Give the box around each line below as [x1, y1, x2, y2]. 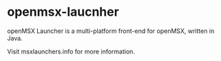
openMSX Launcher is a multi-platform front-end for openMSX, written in [7, 27, 215, 35]
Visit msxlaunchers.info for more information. [7, 47, 136, 56]
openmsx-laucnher [7, 4, 119, 20]
